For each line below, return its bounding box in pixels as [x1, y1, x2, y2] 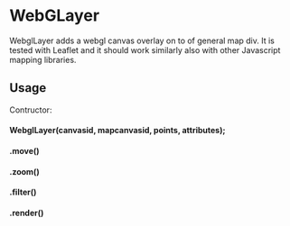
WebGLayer [9, 5, 100, 26]
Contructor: [9, 104, 52, 115]
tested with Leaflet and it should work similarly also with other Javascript [9, 44, 281, 55]
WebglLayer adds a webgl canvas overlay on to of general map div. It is [9, 35, 276, 46]
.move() [9, 145, 40, 156]
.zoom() [9, 166, 40, 176]
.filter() [9, 186, 37, 198]
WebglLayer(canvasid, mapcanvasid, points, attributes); [9, 125, 226, 136]
